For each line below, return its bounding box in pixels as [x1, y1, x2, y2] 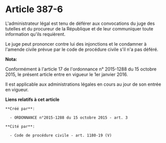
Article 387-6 [5, 4, 63, 15]
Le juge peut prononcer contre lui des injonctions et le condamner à [5, 41, 147, 47]
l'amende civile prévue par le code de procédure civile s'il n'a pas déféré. [5, 46, 158, 52]
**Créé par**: [5, 106, 35, 111]
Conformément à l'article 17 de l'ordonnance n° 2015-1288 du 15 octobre [5, 66, 157, 72]
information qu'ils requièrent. [5, 31, 66, 37]
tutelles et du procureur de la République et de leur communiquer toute [5, 25, 153, 31]
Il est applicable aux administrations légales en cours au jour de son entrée [5, 81, 161, 87]
